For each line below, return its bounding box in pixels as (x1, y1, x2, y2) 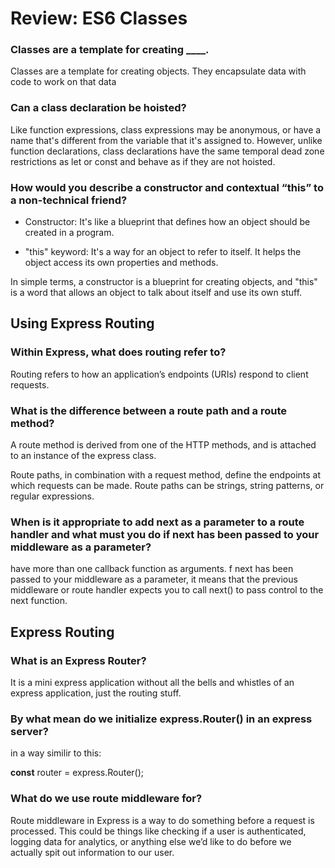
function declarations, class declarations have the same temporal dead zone (10, 145, 325, 157)
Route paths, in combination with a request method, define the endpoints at (10, 469, 322, 481)
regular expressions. (10, 490, 95, 502)
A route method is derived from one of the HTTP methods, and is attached (10, 439, 317, 451)
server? (10, 724, 49, 738)
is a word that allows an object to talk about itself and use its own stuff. (10, 287, 303, 299)
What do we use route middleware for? (10, 792, 203, 806)
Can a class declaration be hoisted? (10, 101, 187, 115)
